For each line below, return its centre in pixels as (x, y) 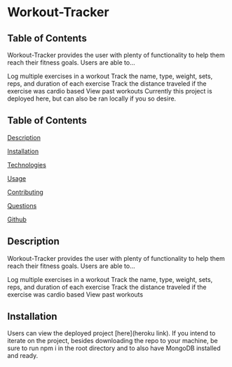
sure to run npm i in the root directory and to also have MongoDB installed (114, 348)
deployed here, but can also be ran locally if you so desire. (92, 98)
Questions (22, 205)
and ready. (23, 356)
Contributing (25, 192)
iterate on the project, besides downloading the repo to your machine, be (113, 341)
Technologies (27, 165)
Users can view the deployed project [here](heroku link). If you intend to (111, 333)
